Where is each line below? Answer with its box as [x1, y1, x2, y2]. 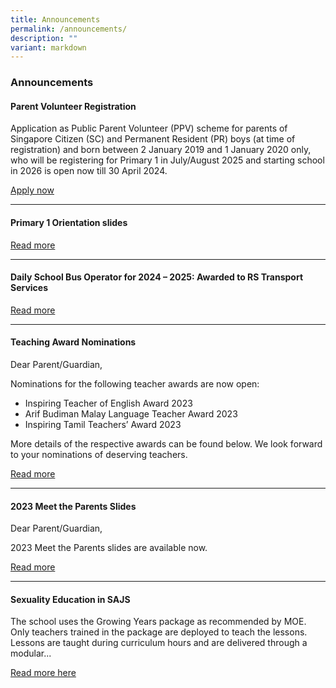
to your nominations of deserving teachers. [10, 448, 188, 460]
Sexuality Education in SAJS [10, 593, 131, 605]
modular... [10, 647, 52, 660]
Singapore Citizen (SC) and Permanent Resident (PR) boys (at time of [10, 133, 296, 145]
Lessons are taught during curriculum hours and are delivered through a [10, 637, 308, 649]
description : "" [10, 33, 78, 43]
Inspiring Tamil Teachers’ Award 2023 [24, 418, 182, 430]
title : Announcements [10, 14, 101, 25]
